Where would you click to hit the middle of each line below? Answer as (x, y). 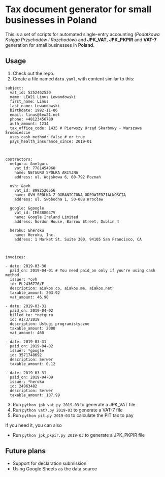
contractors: (19, 159)
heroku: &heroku (27, 230)
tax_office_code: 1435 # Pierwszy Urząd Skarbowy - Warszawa (76, 128)
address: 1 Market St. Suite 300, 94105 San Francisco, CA (78, 239)
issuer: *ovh (24, 279)
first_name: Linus (29, 101)
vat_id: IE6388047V (35, 213)
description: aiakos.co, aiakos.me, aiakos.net (61, 288)
